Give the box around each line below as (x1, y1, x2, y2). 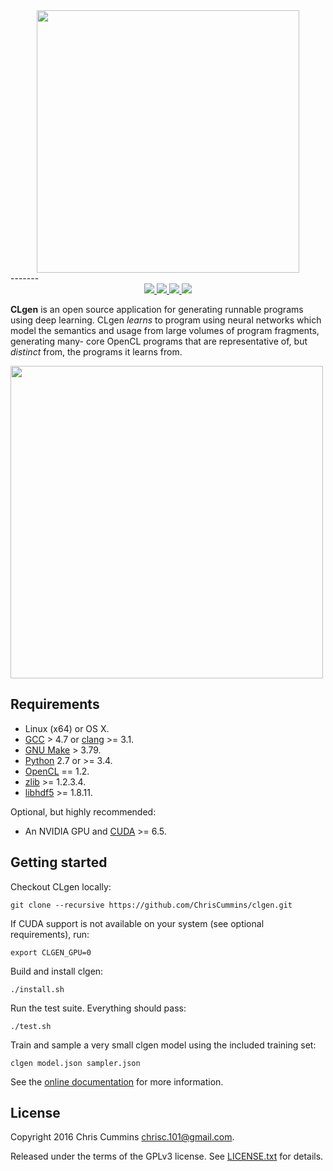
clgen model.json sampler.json (10, 1058, 141, 1068)
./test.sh (10, 1021, 52, 1031)
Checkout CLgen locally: (10, 880, 112, 893)
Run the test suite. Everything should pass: (10, 1002, 187, 1014)
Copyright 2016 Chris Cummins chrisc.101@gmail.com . (10, 1131, 235, 1143)
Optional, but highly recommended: (10, 805, 157, 818)
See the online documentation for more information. (10, 1075, 224, 1088)
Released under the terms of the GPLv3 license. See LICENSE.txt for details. (10, 1150, 324, 1163)
